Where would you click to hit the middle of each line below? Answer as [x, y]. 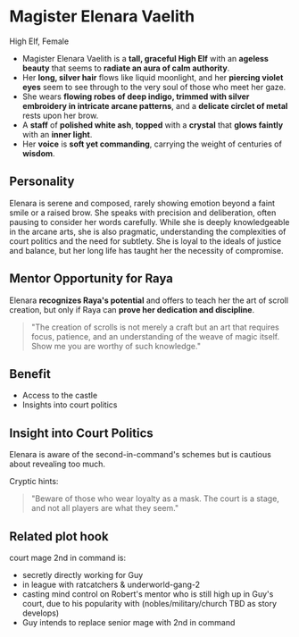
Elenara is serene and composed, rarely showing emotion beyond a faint [142, 203]
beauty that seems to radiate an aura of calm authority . [126, 68]
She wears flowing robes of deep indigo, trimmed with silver [136, 96]
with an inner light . [57, 134]
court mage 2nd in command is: [68, 557]
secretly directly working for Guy [83, 575]
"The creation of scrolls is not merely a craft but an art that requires [155, 327]
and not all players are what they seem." [105, 508]
